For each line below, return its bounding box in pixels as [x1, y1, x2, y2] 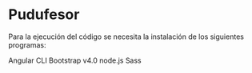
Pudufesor [8, 6, 80, 24]
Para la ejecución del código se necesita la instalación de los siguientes [8, 32, 244, 41]
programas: [8, 40, 46, 49]
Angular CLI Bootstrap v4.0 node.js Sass [8, 56, 142, 65]
